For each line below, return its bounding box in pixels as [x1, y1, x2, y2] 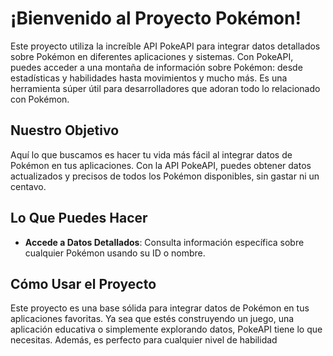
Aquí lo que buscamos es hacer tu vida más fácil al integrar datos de [10, 148, 293, 161]
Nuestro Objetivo [10, 122, 120, 139]
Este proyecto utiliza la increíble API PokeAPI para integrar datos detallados [10, 40, 321, 52]
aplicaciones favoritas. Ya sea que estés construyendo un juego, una [10, 313, 295, 325]
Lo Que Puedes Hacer [10, 210, 148, 227]
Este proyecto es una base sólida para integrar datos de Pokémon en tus [10, 302, 310, 314]
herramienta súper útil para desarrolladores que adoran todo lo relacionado [10, 82, 321, 94]
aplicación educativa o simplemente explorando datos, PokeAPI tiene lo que [10, 323, 323, 336]
